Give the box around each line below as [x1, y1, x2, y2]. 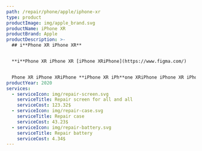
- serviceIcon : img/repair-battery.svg [11, 124, 112, 131]
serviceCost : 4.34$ [17, 135, 66, 141]
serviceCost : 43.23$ [17, 119, 69, 125]
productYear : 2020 [6, 80, 52, 86]
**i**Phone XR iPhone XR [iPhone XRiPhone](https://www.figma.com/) [11, 58, 187, 64]
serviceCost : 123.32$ [17, 102, 71, 108]
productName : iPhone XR [6, 25, 66, 32]
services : [6, 85, 31, 92]
